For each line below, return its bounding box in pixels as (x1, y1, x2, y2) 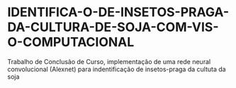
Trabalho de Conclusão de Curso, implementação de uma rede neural (7, 57, 211, 65)
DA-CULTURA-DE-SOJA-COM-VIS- (7, 19, 219, 35)
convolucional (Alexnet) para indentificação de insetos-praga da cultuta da (7, 65, 226, 73)
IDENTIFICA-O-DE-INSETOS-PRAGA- (7, 4, 230, 20)
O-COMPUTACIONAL (7, 34, 135, 50)
